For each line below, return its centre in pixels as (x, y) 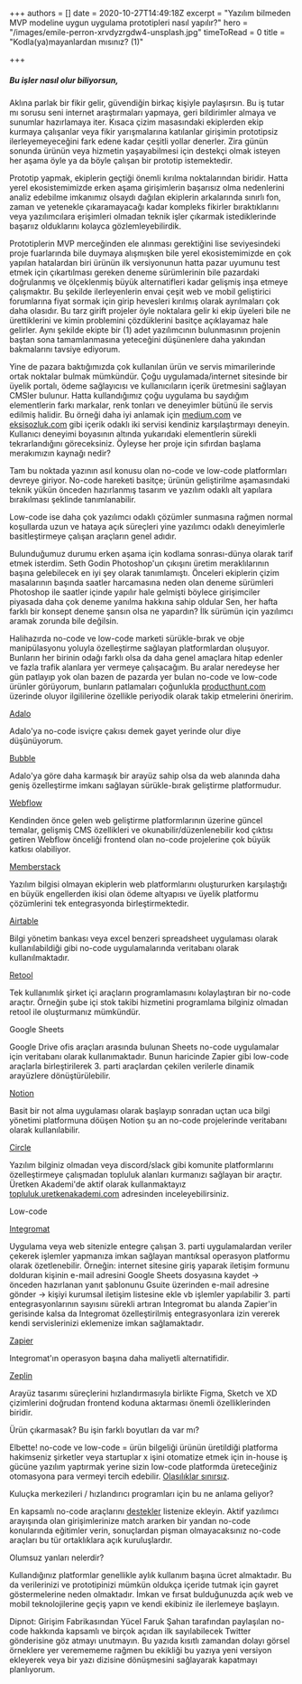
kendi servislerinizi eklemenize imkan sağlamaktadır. (107, 1322)
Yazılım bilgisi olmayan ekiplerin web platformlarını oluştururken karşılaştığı (148, 884)
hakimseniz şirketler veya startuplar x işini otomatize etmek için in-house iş (149, 1457)
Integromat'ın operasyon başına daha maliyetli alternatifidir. (119, 1358)
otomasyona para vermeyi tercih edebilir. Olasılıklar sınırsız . (119, 1476)
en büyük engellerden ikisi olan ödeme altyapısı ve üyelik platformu (134, 893)
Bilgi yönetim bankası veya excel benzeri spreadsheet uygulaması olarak (144, 938)
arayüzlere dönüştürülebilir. (60, 1076)
